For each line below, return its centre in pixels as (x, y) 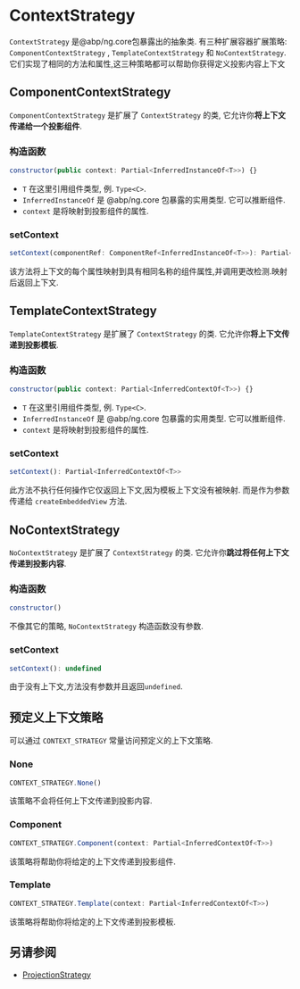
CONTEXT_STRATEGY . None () (55, 783)
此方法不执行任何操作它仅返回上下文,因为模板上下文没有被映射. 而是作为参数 (150, 490)
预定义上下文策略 (56, 717)
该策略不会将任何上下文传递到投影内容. (81, 801)
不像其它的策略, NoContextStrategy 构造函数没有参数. (106, 627)
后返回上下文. (34, 283)
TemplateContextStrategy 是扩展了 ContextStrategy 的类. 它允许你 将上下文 (146, 333)
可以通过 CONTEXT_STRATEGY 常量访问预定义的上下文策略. (111, 741)
